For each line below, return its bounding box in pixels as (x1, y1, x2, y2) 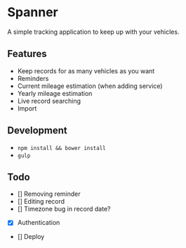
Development (7, 125, 68, 137)
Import (17, 104, 37, 113)
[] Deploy (17, 232, 45, 241)
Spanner (7, 4, 58, 20)
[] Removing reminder (17, 190, 81, 198)
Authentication (17, 218, 60, 227)
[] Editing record (17, 197, 65, 206)
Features (7, 48, 47, 60)
